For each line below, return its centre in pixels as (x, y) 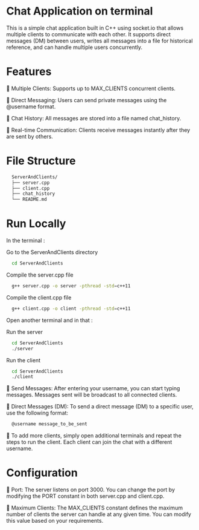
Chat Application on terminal (80, 11)
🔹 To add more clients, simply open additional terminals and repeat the (94, 436)
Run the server (25, 332)
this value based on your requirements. (55, 521)
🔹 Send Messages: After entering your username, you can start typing (93, 388)
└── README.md (29, 200)
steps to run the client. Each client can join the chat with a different (89, 442)
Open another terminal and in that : (50, 320)
